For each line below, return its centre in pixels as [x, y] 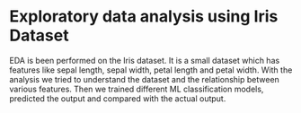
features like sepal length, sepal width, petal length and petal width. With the [151, 70]
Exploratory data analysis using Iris [144, 17]
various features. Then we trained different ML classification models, [137, 89]
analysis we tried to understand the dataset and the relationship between [145, 79]
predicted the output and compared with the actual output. [118, 98]
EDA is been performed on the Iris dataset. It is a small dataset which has [145, 60]
